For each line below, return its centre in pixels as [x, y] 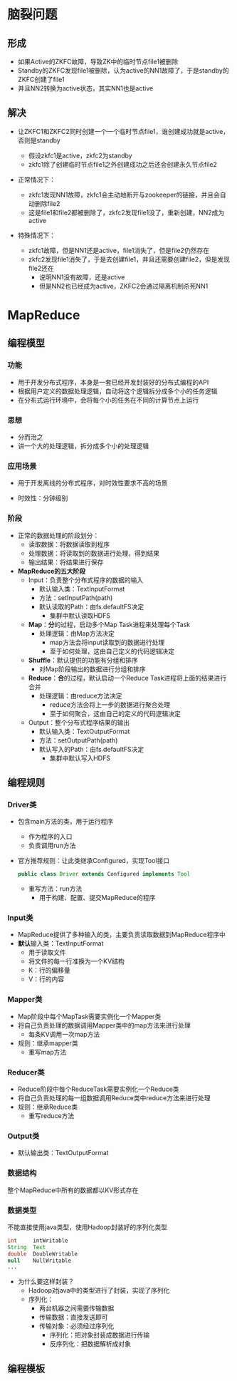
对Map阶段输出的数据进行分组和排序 [92, 669]
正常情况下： [36, 180]
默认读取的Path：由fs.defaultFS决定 [91, 606]
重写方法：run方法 [55, 889]
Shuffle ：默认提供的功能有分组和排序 [83, 660]
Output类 [23, 1136]
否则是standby [39, 140]
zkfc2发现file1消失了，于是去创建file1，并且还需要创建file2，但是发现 [129, 259]
